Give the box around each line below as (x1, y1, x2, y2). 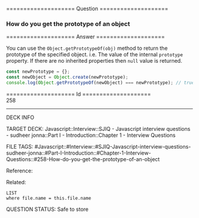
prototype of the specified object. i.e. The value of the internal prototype (6, 51, 184, 58)
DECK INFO (6, 114, 34, 121)
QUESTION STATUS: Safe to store (6, 206, 89, 213)
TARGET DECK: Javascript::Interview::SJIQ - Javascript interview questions (6, 125, 191, 132)
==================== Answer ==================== (6, 33, 165, 40)
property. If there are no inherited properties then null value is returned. (6, 57, 182, 65)
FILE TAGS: (6, 143, 34, 150)
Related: (6, 178, 27, 185)
